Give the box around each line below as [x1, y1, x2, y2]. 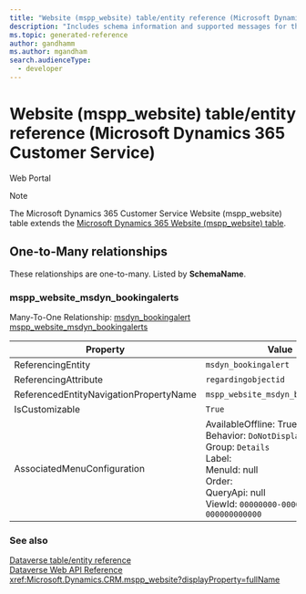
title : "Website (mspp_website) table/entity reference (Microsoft [9, 13, 271, 23]
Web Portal [9, 172, 52, 183]
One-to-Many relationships [9, 244, 168, 260]
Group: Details [205, 440, 270, 453]
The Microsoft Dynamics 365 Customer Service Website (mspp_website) [9, 207, 282, 219]
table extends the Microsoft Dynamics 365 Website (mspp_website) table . [9, 217, 287, 228]
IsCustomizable [14, 402, 80, 415]
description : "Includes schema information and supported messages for [9, 22, 287, 31]
